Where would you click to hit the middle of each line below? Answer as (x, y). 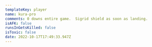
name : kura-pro (21, 14)
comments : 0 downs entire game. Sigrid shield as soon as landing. (76, 19)
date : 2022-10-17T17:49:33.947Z (38, 37)
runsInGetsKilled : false (30, 28)
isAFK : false (18, 23)
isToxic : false (21, 32)
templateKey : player (26, 10)
